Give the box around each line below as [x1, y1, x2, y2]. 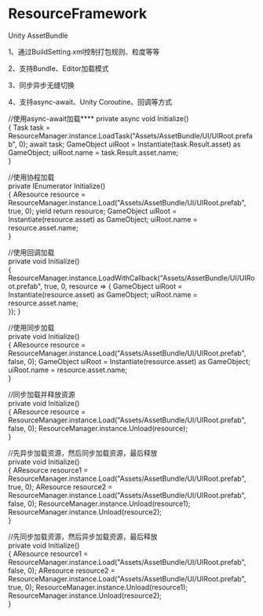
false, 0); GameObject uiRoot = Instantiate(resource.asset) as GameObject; [8, 356, 251, 366]
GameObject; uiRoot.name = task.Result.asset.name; [8, 147, 179, 157]
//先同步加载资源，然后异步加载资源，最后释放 [8, 532, 159, 541]
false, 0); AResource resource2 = [8, 566, 115, 575]
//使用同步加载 [8, 323, 55, 332]
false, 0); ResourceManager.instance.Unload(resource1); [8, 499, 191, 508]
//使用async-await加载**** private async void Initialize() [8, 113, 189, 123]
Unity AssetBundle [8, 31, 68, 40]
